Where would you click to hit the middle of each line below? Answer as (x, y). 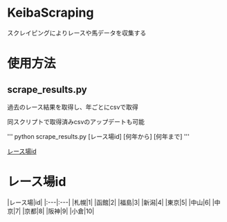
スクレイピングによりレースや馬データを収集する (77, 33)
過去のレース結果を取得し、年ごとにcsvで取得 (73, 107)
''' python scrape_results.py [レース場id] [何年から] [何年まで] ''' (99, 136)
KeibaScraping (51, 13)
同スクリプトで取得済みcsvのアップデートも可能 (76, 121)
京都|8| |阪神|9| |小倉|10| (59, 211)
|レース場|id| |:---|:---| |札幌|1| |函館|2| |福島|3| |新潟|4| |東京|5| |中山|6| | (111, 202)
